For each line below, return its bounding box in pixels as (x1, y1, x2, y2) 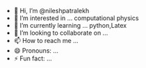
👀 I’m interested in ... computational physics (13, 14, 139, 22)
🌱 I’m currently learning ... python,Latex (13, 22, 127, 29)
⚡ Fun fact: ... (13, 54, 52, 62)
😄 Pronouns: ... (13, 46, 59, 55)
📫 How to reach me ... (13, 37, 79, 44)
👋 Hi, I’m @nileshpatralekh (13, 7, 90, 15)
